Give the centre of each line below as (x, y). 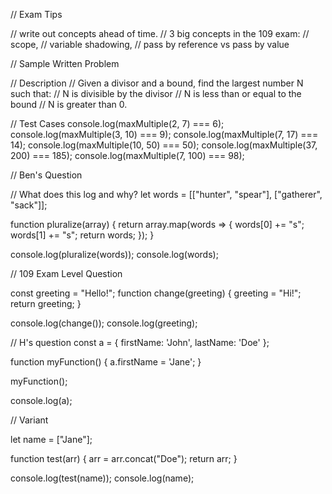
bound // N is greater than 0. (69, 104)
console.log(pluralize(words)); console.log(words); (114, 254)
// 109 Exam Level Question (66, 273)
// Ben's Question (46, 175)
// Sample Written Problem (65, 63)
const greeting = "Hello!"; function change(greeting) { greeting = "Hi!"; (156, 293)
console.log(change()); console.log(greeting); (104, 323)
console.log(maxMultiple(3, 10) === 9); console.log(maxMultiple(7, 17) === (164, 134)
